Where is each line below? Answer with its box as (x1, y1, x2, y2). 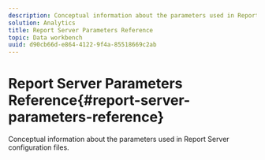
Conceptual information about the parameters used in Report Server (8, 135, 230, 144)
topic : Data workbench (8, 33, 83, 42)
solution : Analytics (8, 19, 77, 27)
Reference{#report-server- (8, 91, 191, 110)
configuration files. (8, 143, 69, 152)
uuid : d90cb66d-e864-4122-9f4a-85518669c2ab (8, 41, 157, 49)
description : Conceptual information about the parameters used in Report (8, 11, 259, 20)
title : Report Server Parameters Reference (8, 26, 154, 34)
